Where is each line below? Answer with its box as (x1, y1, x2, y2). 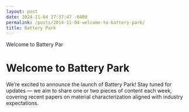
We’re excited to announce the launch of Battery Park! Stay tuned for (6, 81, 172, 88)
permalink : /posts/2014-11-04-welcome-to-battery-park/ (6, 19, 145, 25)
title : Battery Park (6, 25, 57, 31)
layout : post (6, 8, 38, 15)
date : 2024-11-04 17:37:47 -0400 (6, 14, 88, 20)
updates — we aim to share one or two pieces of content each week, (6, 87, 172, 94)
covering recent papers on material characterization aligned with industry (6, 93, 183, 100)
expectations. (6, 100, 39, 107)
